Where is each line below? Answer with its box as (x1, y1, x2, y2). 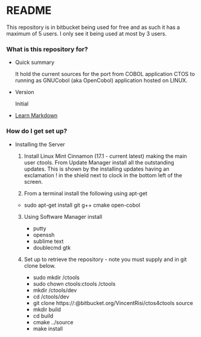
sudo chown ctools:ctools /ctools (33, 280, 116, 287)
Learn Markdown (14, 112, 58, 119)
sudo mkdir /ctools (33, 274, 80, 281)
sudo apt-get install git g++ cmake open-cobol (24, 201, 141, 209)
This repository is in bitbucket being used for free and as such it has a (6, 24, 180, 31)
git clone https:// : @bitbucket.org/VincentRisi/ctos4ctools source (33, 299, 193, 306)
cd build (33, 312, 54, 320)
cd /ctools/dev (33, 293, 69, 300)
